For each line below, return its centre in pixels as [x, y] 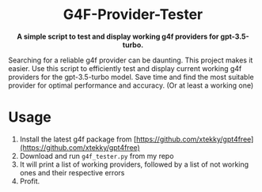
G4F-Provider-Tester [133, 15]
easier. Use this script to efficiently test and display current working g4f [125, 68]
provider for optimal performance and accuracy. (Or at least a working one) [131, 85]
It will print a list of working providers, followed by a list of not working [134, 164]
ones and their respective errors [72, 172]
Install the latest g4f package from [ [78, 139]
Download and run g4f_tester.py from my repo [97, 156]
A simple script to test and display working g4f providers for [118, 36]
